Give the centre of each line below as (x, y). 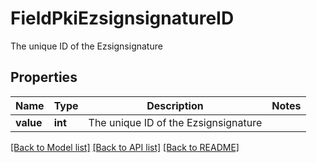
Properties (44, 77)
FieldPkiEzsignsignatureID (122, 18)
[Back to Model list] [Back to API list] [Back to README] (125, 147)
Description (175, 105)
